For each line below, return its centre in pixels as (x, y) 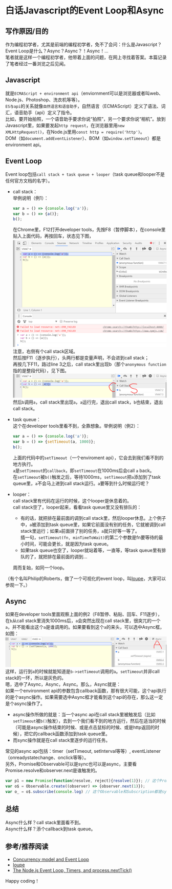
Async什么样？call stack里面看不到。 (44, 822)
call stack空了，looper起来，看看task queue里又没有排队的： (77, 507)
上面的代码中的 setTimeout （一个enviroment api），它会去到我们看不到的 (88, 458)
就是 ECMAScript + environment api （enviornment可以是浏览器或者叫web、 (84, 93)
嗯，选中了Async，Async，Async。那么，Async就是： (63, 684)
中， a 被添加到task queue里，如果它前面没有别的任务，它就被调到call (93, 524)
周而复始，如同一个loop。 (40, 567)
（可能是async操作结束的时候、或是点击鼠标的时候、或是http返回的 (84, 728)
